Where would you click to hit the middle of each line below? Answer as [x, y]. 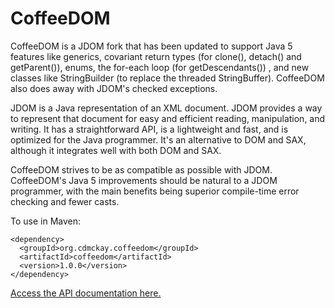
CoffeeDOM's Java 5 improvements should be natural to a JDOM [144, 180]
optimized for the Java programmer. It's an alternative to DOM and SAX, [158, 139]
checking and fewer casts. [65, 201]
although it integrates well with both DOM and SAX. [116, 150]
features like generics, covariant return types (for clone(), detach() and [156, 56]
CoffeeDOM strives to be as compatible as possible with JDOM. [141, 169]
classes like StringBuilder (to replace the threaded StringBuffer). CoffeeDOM [167, 78]
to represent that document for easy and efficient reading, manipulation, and [168, 118]
